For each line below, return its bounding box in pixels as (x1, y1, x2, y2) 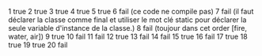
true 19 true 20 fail (8, 40, 68, 50)
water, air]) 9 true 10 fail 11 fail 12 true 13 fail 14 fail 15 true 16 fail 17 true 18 (8, 32, 248, 41)
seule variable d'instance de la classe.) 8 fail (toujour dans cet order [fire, (8, 24, 248, 32)
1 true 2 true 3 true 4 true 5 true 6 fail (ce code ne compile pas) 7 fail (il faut (8, 7, 254, 16)
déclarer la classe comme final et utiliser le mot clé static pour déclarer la (8, 15, 247, 24)
